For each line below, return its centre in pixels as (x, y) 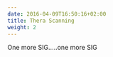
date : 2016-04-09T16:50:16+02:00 (57, 14)
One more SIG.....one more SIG (52, 48)
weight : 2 (22, 27)
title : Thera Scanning (41, 21)
